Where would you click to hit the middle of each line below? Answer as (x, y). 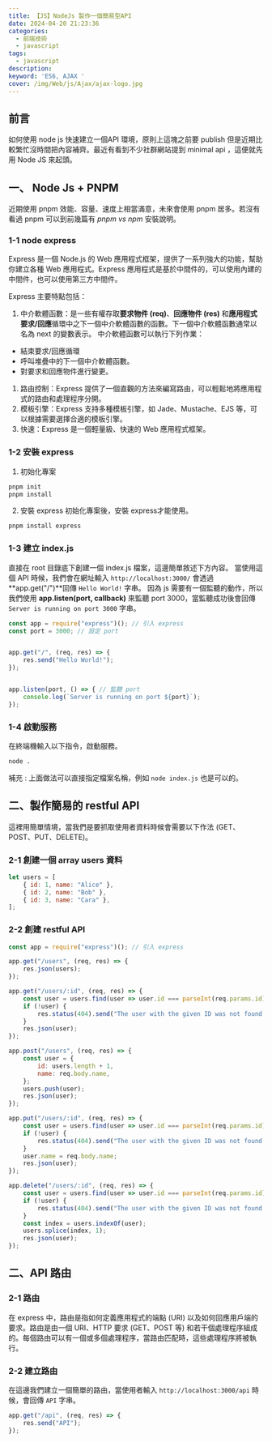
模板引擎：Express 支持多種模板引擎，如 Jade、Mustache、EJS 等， (135, 409)
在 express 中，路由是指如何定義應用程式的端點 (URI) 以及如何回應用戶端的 (134, 1317)
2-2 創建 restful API (47, 930)
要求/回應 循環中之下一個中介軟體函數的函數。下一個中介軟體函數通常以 (138, 324)
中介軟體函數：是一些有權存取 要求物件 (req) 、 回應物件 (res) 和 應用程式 (138, 314)
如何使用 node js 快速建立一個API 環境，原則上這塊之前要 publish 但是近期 (132, 139)
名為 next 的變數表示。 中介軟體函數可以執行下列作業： (112, 334)
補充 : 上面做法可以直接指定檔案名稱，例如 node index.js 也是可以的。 (125, 778)
